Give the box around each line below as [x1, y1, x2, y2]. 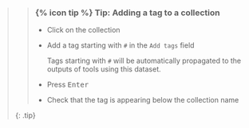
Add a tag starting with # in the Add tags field [46, 41, 195, 50]
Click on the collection [46, 25, 121, 35]
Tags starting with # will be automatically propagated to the [46, 56, 241, 66]
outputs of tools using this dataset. [46, 64, 161, 74]
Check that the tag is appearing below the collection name [46, 95, 239, 105]
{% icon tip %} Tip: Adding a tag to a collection [34, 7, 220, 18]
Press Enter [46, 80, 89, 90]
